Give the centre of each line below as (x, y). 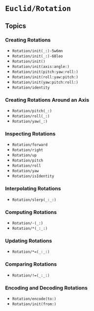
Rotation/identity (31, 88)
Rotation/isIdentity (33, 176)
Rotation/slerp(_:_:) (34, 200)
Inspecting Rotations (30, 134)
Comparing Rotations (31, 264)
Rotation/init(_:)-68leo (37, 56)
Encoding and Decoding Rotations (47, 288)
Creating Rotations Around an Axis (47, 100)
